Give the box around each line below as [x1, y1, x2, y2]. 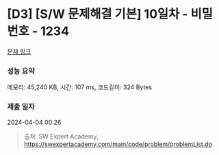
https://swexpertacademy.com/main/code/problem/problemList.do [23, 140, 213, 148]
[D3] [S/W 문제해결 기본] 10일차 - [7, 6, 188, 22]
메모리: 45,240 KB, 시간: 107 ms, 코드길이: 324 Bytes [7, 83, 153, 91]
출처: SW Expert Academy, [23, 132, 99, 141]
